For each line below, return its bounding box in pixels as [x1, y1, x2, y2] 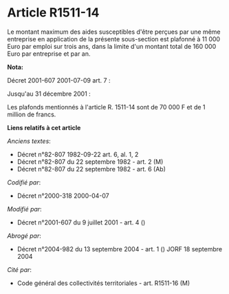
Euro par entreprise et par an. [7, 50, 91, 58]
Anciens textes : [7, 136, 52, 145]
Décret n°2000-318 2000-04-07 [17, 191, 109, 200]
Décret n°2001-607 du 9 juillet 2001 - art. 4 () [17, 218, 146, 227]
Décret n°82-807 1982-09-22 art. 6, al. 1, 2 [17, 150, 139, 158]
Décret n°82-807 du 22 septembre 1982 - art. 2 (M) [17, 157, 164, 166]
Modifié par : [7, 204, 43, 213]
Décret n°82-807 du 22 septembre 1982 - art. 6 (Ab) [17, 165, 166, 173]
